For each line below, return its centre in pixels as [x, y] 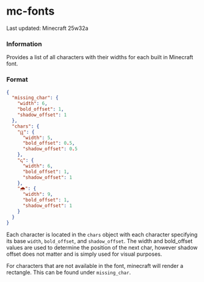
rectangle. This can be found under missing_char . [69, 272]
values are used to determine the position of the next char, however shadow [102, 247]
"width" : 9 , [38, 194]
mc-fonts [31, 11]
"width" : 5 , [38, 138]
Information [24, 44]
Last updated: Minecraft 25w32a [47, 28]
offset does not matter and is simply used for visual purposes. [84, 254]
